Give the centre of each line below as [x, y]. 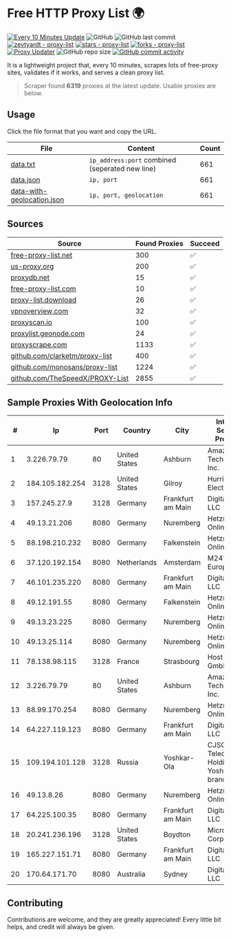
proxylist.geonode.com [48, 333]
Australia [131, 874]
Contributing [35, 903]
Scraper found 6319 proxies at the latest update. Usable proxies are [120, 85]
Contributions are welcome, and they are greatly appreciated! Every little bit [114, 919]
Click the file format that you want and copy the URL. [82, 131]
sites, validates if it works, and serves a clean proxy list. [86, 72]
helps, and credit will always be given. [61, 927]
